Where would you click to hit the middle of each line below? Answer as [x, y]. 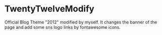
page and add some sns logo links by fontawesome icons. [63, 27]
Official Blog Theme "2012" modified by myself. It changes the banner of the [81, 22]
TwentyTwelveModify [49, 9]
